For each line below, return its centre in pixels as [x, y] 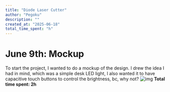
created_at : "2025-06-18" [32, 24]
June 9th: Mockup [45, 54]
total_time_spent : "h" [29, 29]
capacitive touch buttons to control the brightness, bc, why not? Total [85, 79]
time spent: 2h [21, 84]
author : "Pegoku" [24, 15]
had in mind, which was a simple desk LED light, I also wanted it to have [80, 74]
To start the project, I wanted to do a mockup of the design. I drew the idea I [85, 68]
